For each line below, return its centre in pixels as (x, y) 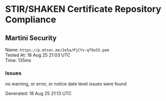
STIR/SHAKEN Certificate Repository (83, 9)
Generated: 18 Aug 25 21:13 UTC (38, 94)
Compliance (31, 20)
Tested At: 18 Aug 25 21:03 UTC (38, 55)
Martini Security (31, 38)
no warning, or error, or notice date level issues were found (66, 84)
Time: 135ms (18, 60)
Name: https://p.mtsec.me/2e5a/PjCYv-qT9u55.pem (57, 50)
